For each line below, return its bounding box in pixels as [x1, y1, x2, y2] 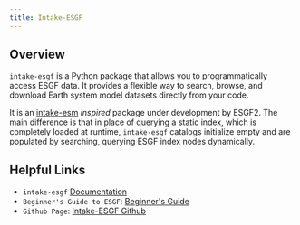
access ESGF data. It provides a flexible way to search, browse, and [9, 80, 263, 91]
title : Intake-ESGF [9, 13, 83, 23]
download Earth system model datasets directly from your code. [9, 89, 249, 100]
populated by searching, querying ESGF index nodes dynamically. [9, 136, 256, 147]
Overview [9, 47, 66, 62]
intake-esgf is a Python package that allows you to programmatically [9, 70, 268, 81]
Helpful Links [9, 162, 86, 177]
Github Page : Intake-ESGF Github [22, 205, 147, 217]
